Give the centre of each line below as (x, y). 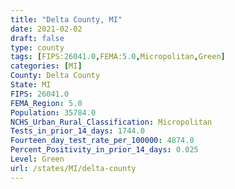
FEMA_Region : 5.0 (46, 103)
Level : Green (37, 159)
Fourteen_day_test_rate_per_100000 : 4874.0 (102, 141)
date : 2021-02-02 (46, 29)
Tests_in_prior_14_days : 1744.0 (77, 131)
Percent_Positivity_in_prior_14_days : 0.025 (104, 150)
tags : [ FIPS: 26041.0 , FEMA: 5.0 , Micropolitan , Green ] (118, 57)
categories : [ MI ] (46, 66)
